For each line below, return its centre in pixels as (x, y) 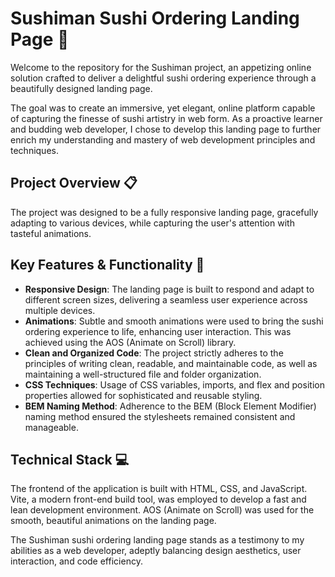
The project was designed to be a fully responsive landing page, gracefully (164, 212)
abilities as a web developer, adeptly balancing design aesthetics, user (156, 551)
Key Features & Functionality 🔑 (107, 265)
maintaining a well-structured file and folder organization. (143, 374)
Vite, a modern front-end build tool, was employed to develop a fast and (158, 499)
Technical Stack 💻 (70, 459)
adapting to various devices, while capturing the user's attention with (152, 223)
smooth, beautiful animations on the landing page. (113, 521)
